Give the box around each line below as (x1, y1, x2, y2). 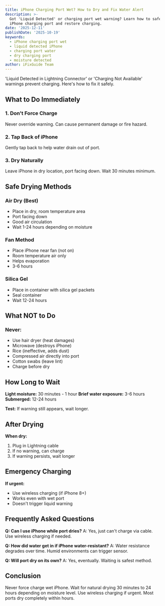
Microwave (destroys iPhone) (12, 343, 72, 349)
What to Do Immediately (5, 95, 81, 103)
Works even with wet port (12, 495, 65, 501)
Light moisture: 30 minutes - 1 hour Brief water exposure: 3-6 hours (5, 391, 145, 397)
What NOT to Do (5, 311, 55, 320)
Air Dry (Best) (5, 197, 38, 204)
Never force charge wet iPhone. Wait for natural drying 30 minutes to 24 (5, 585, 151, 591)
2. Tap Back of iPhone (5, 134, 58, 140)
